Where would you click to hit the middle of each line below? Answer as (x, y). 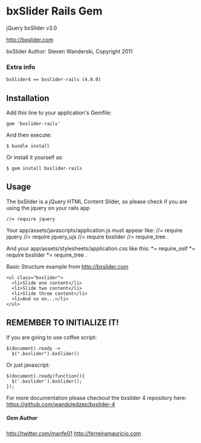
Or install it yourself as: (35, 157)
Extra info (21, 67)
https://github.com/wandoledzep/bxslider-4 (61, 404)
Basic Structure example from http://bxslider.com (67, 266)
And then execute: (29, 135)
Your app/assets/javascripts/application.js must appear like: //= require (94, 230)
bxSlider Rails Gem (54, 11)
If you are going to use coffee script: (52, 337)
